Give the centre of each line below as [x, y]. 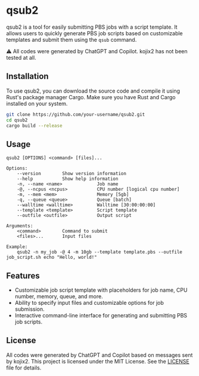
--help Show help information [68, 179]
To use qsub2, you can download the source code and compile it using [93, 91]
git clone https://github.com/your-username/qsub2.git [76, 114]
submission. [29, 309]
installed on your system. [37, 103]
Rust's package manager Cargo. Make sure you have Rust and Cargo [91, 97]
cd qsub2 [17, 120]
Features [23, 276]
